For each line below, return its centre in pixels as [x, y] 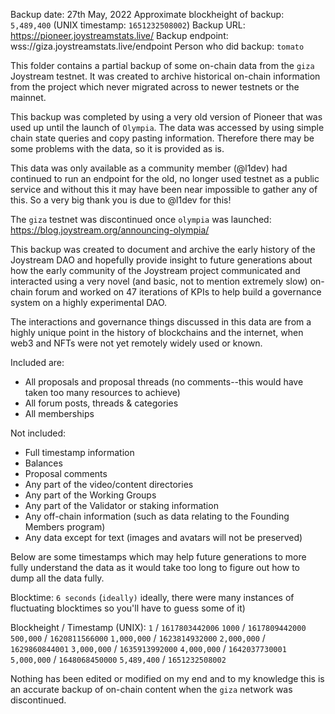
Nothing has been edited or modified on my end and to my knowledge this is [167, 678]
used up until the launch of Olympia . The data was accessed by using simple [167, 127]
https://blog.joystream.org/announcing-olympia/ [110, 230]
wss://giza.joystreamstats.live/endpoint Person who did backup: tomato [157, 46]
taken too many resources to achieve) [102, 392]
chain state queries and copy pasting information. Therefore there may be [162, 138]
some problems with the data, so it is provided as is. [117, 148]
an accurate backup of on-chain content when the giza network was [151, 689]
